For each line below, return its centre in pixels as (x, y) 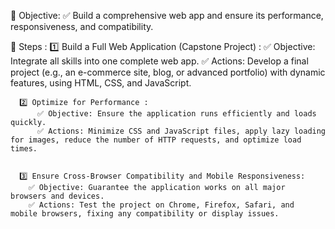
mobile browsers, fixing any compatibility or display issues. (145, 214)
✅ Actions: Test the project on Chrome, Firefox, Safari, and (161, 205)
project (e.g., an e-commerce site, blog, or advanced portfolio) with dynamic (168, 72)
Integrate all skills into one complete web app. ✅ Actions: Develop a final (159, 61)
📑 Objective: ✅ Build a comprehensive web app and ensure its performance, (167, 15)
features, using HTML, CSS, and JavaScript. (101, 83)
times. (24, 149)
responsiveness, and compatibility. (82, 26)
